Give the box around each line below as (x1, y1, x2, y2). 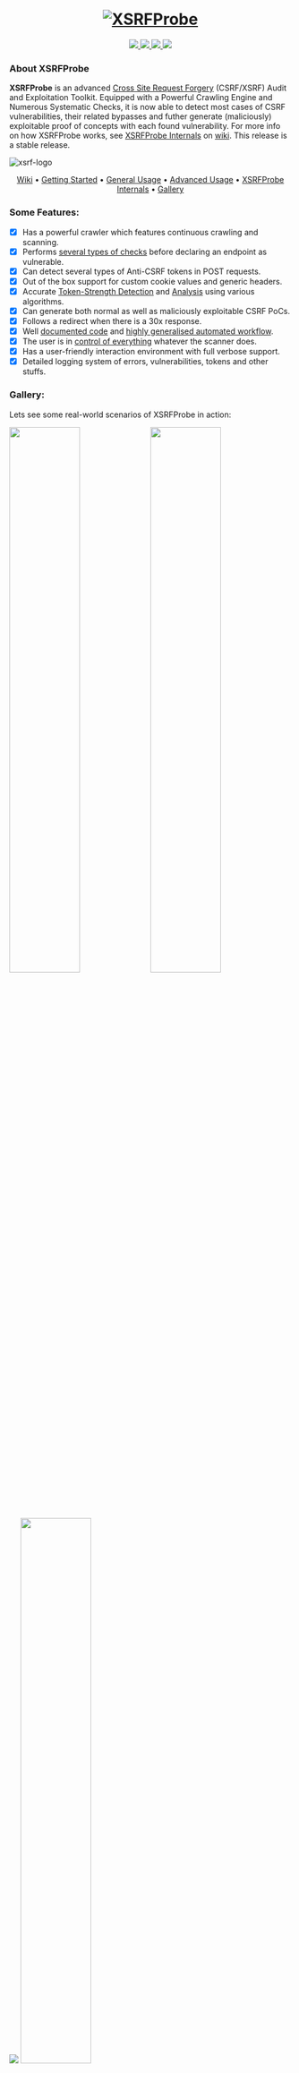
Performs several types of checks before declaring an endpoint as (21, 246, 267, 257)
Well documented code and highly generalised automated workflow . (21, 326, 274, 337)
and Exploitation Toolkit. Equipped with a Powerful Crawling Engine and (9, 92, 273, 103)
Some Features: (9, 206, 80, 218)
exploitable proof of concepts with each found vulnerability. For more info (9, 121, 281, 132)
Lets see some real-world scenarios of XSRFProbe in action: (9, 409, 232, 420)
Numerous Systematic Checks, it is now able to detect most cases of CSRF (9, 102, 286, 113)
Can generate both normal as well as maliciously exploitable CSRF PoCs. (21, 305, 291, 316)
